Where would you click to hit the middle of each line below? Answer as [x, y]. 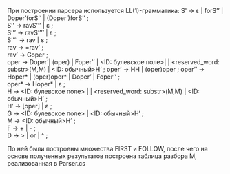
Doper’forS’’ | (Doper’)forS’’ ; [48, 18]
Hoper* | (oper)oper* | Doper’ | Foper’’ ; [64, 77]
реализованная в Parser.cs [46, 163]
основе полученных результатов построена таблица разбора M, [102, 156]
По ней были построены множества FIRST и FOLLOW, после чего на [107, 149]
